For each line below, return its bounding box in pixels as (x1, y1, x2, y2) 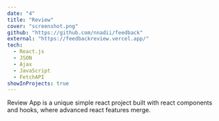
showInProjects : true (7, 80, 70, 87)
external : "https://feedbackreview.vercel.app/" (7, 36, 149, 42)
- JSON (13, 55, 32, 62)
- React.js (13, 49, 45, 55)
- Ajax (13, 61, 32, 68)
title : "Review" (7, 16, 54, 23)
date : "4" (7, 10, 36, 17)
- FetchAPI (13, 73, 45, 81)
